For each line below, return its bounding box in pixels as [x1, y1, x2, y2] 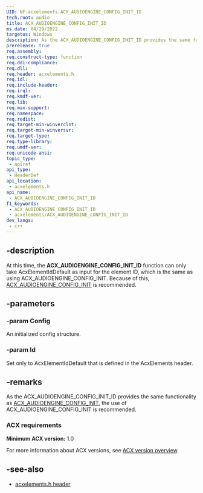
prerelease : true [6, 43, 50, 49]
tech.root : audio [6, 15, 50, 21]
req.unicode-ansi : [6, 150, 53, 156]
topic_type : [6, 155, 36, 161]
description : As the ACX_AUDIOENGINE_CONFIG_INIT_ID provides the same [6, 37, 190, 43]
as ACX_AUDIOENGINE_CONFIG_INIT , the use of [6, 400, 127, 407]
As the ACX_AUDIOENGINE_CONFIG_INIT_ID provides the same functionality [6, 393, 196, 400]
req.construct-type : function [6, 54, 83, 60]
